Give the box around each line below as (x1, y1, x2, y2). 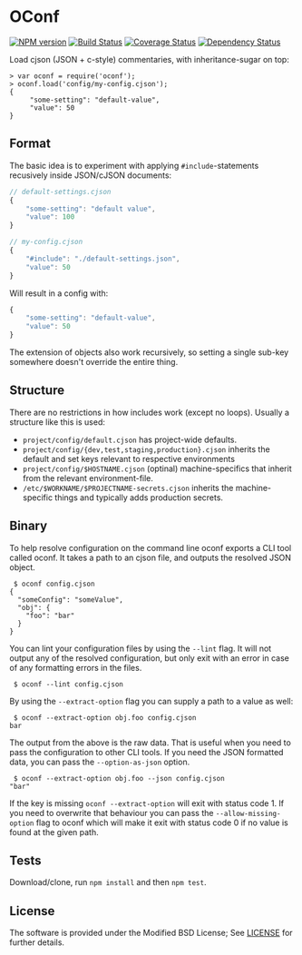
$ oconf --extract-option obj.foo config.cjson (13, 713, 197, 723)
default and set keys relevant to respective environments (22, 453, 236, 464)
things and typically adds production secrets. (54, 492, 224, 503)
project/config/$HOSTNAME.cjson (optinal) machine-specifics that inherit (22, 463, 292, 474)
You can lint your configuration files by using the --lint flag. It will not (9, 643, 272, 654)
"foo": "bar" (25, 611, 75, 620)
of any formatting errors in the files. (9, 662, 142, 673)
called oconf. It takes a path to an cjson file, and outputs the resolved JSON (9, 552, 292, 563)
